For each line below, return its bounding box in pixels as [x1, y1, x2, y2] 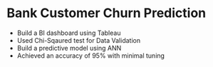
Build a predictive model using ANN [16, 43, 122, 52]
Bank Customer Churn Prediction [6, 5, 207, 21]
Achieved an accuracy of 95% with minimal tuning [16, 51, 165, 60]
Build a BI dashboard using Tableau [16, 29, 121, 37]
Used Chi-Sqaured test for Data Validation [16, 36, 140, 44]
